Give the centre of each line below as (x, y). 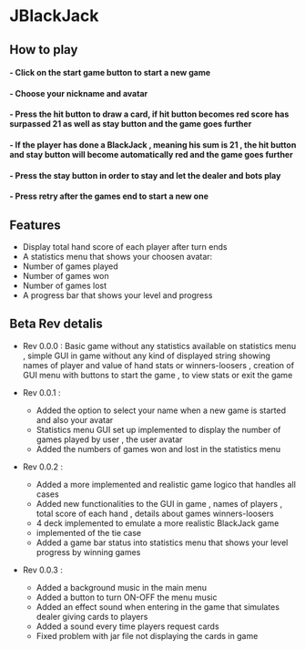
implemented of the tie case (89, 532)
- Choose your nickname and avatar (79, 93)
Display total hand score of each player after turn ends (125, 246)
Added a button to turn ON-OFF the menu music (127, 597)
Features (35, 225)
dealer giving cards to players (92, 616)
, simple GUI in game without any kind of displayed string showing (147, 356)
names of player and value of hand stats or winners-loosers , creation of (158, 365)
